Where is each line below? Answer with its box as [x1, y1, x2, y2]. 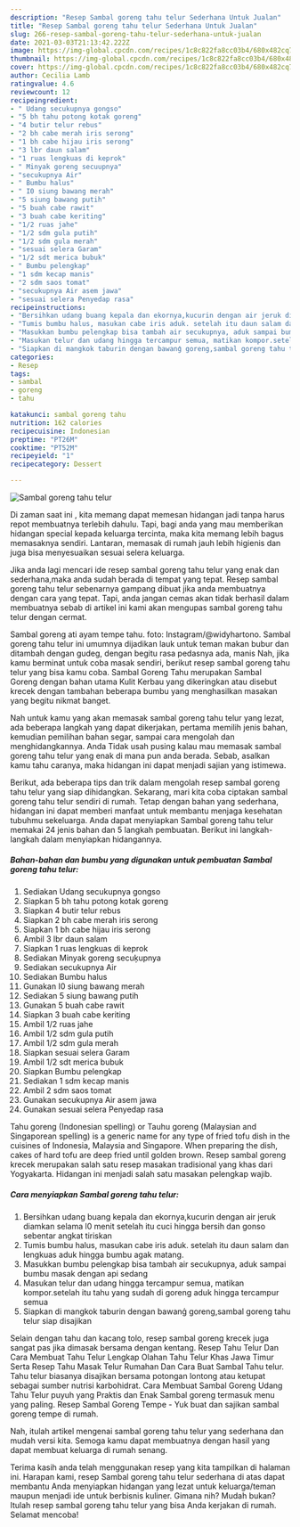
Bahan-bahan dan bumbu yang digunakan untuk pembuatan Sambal [10, 854, 272, 865]
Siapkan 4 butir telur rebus [22, 905, 121, 916]
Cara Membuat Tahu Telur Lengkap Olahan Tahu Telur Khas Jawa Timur [10, 1351, 274, 1362]
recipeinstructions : [10, 303, 87, 312]
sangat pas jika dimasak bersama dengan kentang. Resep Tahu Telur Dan [10, 1342, 280, 1352]
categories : [10, 353, 54, 362]
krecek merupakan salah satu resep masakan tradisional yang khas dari [10, 1159, 273, 1170]
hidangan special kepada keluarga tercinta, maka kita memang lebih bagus [10, 528, 284, 539]
